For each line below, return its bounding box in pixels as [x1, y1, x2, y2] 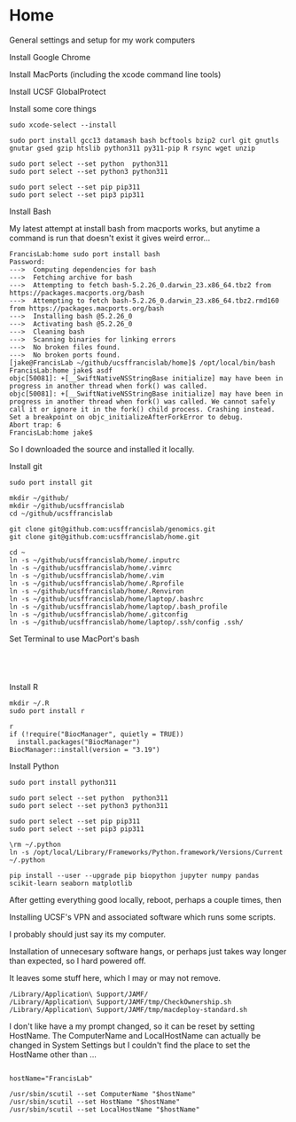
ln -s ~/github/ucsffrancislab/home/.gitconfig [9, 609, 189, 619]
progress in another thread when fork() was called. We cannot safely [9, 396, 276, 406]
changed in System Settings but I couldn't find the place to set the [9, 1040, 251, 1050]
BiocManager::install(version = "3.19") [9, 745, 161, 754]
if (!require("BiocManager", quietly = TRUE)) [9, 729, 184, 739]
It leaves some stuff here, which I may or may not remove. [9, 972, 222, 983]
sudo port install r [9, 706, 86, 715]
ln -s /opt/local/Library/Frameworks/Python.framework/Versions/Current [9, 848, 284, 857]
